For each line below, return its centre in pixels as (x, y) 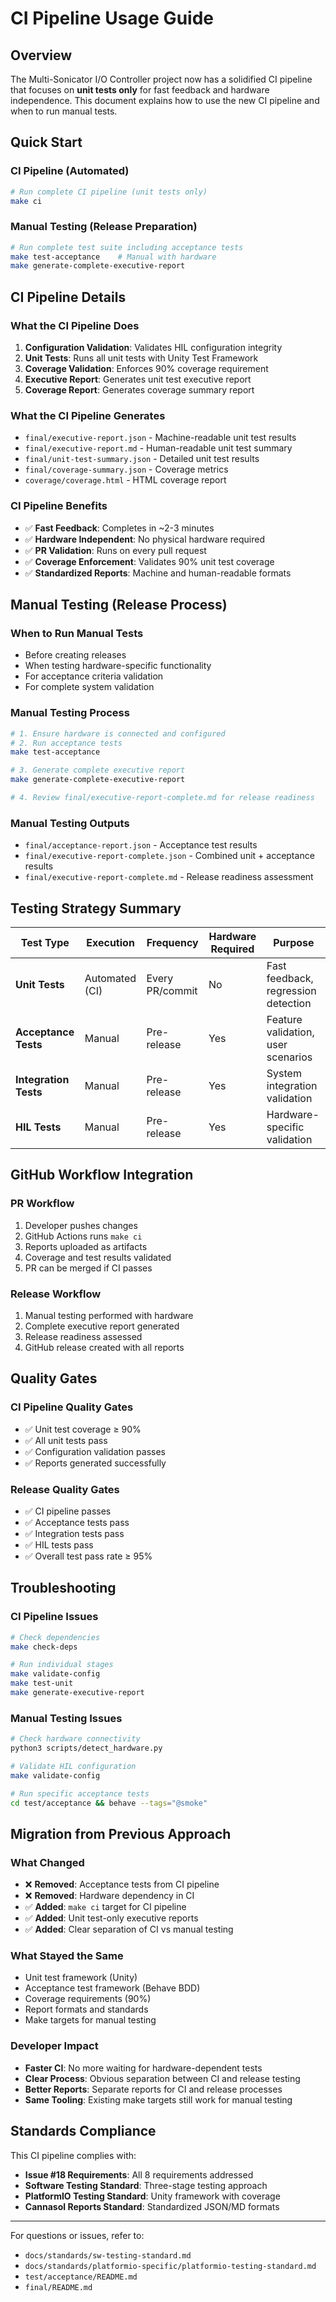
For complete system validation (89, 687)
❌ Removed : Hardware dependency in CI (109, 1896)
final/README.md (58, 2287)
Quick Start (46, 142)
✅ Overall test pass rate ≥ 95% (88, 1556)
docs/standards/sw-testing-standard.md (108, 2255)
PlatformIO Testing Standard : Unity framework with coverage (152, 2196)
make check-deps (44, 1647)
